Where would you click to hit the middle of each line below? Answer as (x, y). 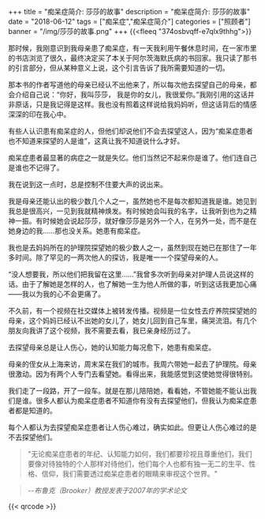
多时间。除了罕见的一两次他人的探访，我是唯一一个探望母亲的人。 (115, 258)
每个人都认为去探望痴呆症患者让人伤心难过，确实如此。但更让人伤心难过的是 (132, 427)
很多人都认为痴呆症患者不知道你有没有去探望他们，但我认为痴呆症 (142, 401)
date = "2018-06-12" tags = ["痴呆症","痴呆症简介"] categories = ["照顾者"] (129, 21)
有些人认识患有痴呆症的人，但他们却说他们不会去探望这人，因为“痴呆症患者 (131, 131)
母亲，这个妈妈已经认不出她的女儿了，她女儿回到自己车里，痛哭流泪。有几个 (132, 321)
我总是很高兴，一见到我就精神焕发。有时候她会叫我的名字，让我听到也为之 (129, 211)
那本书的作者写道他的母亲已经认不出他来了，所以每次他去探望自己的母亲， (129, 85)
